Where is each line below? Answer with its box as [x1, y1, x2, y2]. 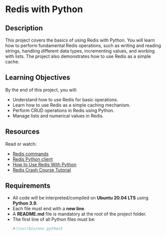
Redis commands [12, 150, 49, 156]
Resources [5, 128, 40, 136]
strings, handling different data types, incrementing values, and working [5, 48, 155, 54]
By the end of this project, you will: [5, 87, 77, 93]
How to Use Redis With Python [12, 161, 77, 168]
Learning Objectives [5, 73, 71, 82]
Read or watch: [5, 141, 37, 147]
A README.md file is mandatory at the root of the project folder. [12, 211, 147, 217]
